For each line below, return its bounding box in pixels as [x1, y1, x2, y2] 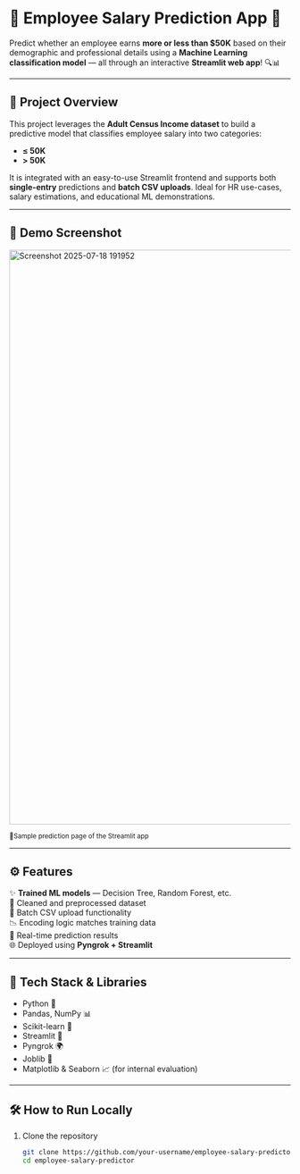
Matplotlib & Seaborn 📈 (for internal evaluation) [21, 1063, 198, 1075]
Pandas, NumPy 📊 [21, 1009, 92, 1019]
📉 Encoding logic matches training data [9, 918, 156, 928]
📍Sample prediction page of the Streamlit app [9, 831, 149, 841]
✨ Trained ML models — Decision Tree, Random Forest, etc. [9, 888, 232, 899]
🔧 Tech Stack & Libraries [9, 974, 147, 990]
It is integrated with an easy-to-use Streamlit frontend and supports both [9, 172, 277, 182]
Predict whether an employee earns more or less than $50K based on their [9, 38, 287, 48]
